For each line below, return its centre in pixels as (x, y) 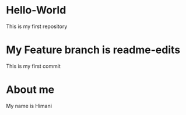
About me (30, 90)
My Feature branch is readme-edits (93, 50)
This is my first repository (37, 26)
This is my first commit (34, 66)
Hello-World (36, 10)
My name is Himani (29, 106)
